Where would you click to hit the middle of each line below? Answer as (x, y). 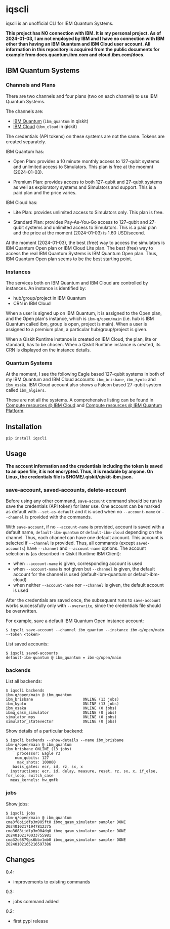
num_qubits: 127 (32, 758)
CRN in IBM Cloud (32, 303)
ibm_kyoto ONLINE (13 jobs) (62, 704)
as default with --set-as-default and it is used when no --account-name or (83, 512)
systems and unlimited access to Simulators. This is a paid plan (91, 227)
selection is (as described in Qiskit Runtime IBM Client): (63, 554)
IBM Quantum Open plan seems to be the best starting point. (69, 259)
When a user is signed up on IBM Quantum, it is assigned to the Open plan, (84, 313)
